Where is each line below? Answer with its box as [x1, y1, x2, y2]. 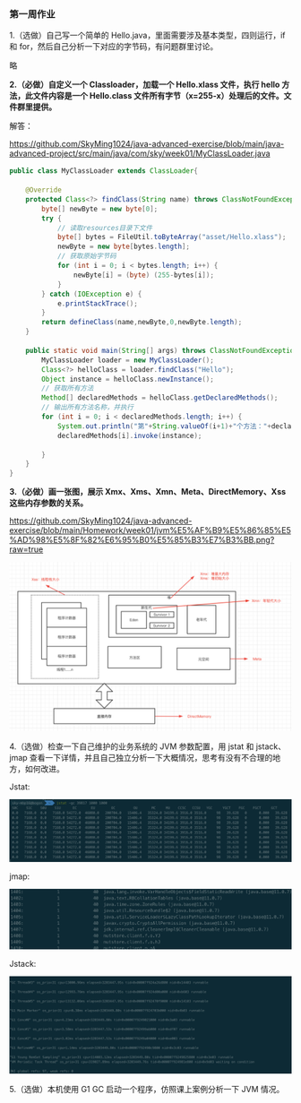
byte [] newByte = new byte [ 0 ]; [41, 204, 159, 213]
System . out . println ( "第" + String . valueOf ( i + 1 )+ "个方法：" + [56, 421, 271, 431]
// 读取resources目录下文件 [56, 223, 153, 232]
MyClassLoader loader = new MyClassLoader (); [41, 356, 215, 365]
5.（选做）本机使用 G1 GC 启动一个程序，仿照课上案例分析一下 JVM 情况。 [9, 1084, 285, 1095]
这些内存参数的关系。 [9, 497, 88, 508]
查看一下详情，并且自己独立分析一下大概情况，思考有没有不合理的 [30, 753, 273, 763]
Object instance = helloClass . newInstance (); [41, 375, 215, 383]
